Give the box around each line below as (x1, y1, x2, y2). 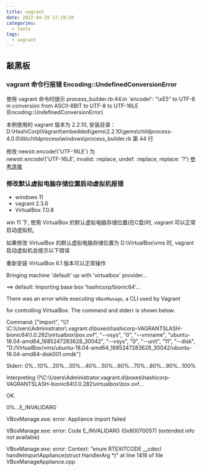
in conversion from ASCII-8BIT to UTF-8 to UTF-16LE (6, 102, 139, 109)
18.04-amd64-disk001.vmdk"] (6, 350, 81, 357)
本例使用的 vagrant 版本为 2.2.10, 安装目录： (6, 121, 116, 128)
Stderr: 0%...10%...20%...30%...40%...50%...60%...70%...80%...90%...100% (6, 362, 196, 369)
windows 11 (14, 193, 43, 200)
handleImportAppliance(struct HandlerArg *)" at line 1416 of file (6, 451, 163, 459)
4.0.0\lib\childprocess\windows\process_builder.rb (6, 135, 131, 142)
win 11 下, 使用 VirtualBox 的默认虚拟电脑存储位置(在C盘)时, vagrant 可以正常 (6, 219, 196, 226)
